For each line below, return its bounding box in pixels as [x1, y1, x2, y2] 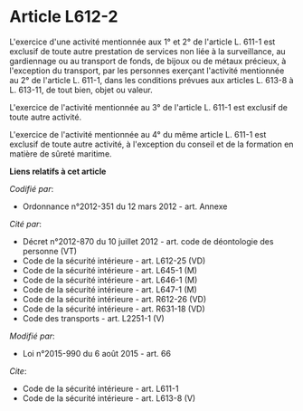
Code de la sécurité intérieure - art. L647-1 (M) [22, 283, 197, 295]
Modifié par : [9, 330, 56, 341]
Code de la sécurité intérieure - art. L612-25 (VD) [22, 255, 206, 266]
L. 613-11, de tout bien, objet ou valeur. [9, 84, 153, 95]
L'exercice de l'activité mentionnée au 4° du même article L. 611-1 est [9, 129, 267, 139]
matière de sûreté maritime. [9, 148, 112, 159]
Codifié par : [9, 183, 54, 194]
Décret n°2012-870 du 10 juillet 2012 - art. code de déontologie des [22, 235, 274, 246]
